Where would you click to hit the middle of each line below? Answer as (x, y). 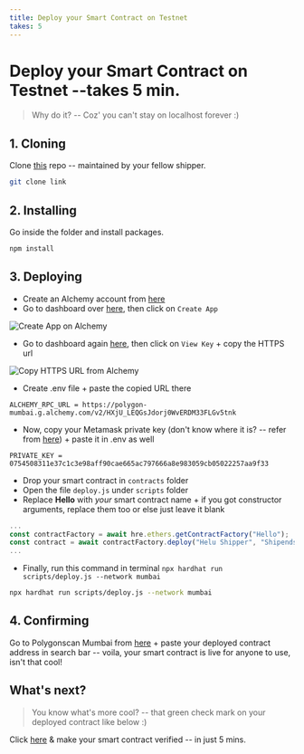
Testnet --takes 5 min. (95, 90)
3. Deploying (46, 277)
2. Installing (43, 210)
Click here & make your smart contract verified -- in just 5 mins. (128, 740)
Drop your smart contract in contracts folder (105, 480)
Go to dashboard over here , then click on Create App (120, 308)
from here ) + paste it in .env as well (88, 439)
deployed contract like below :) (89, 721)
